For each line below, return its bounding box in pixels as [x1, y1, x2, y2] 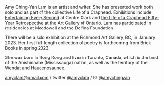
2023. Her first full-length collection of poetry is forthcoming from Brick [5, 40, 151, 46]
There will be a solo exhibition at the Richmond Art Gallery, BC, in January [5, 34, 156, 40]
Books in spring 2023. [5, 45, 50, 51]
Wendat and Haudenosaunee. [5, 65, 66, 71]
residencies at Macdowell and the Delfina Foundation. [5, 25, 115, 31]
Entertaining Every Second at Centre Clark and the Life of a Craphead [5, 15, 147, 20]
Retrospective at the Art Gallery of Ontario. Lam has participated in [15, 20, 152, 26]
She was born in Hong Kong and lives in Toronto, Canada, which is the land [5, 55, 158, 60]
